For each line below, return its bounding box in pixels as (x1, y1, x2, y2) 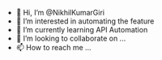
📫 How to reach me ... (15, 43, 92, 52)
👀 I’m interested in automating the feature (15, 16, 155, 26)
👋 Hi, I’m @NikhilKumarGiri (15, 8, 105, 17)
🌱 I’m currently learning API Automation (15, 25, 148, 34)
